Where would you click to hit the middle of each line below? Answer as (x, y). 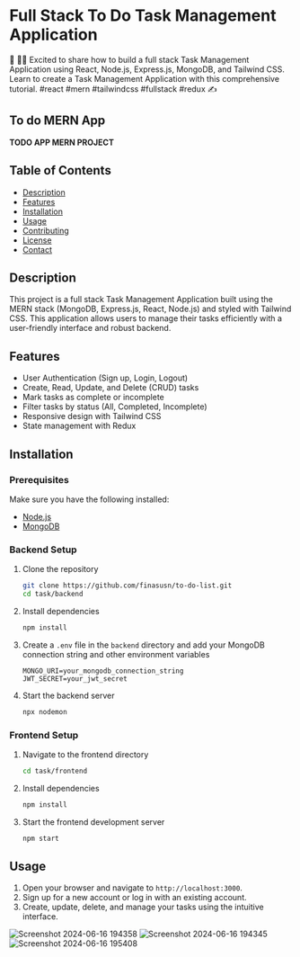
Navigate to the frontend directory (85, 754)
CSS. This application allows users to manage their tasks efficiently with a (146, 318)
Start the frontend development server (93, 822)
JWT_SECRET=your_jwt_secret (75, 679)
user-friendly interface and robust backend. (90, 328)
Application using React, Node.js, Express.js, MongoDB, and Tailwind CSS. (147, 69)
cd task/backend (53, 595)
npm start (41, 838)
